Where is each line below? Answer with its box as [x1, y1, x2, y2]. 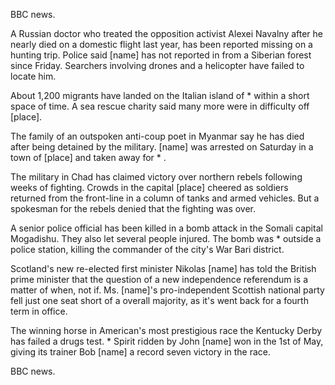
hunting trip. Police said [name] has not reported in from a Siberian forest [10, 49, 312, 61]
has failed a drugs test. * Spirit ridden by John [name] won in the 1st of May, [10, 335, 324, 347]
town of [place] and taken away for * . [10, 152, 167, 163]
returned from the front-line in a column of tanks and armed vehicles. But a [10, 192, 320, 204]
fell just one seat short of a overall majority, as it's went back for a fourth [10, 295, 309, 306]
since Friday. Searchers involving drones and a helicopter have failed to [10, 60, 305, 71]
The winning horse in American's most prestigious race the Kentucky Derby [10, 325, 323, 336]
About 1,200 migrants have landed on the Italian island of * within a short [10, 90, 310, 101]
